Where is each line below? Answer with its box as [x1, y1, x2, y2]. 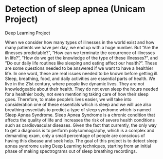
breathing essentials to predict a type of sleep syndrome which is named [5, 106, 151, 113]
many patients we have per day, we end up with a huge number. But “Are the [5, 44, 159, 50]
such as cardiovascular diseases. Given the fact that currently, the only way [5, 122, 157, 128]
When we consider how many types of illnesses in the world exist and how [5, 39, 155, 45]
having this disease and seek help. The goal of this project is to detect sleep [5, 138, 158, 143]
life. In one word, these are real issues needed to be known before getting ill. [5, 70, 159, 76]
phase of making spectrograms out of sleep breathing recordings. [5, 148, 137, 154]
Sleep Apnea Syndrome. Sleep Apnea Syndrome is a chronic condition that [5, 112, 155, 118]
